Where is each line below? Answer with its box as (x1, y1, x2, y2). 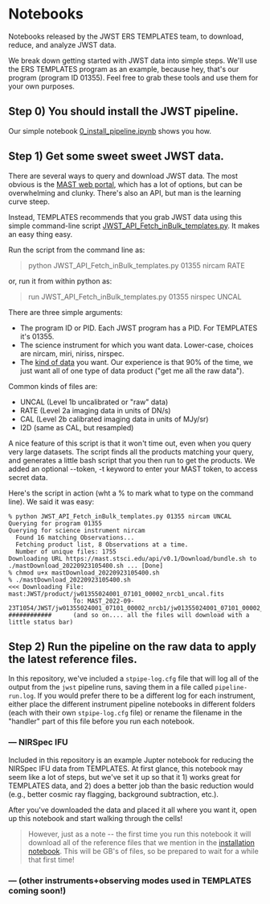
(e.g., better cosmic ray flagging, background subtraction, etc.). (8, 789, 219, 798)
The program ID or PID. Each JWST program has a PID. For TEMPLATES (19, 323, 258, 333)
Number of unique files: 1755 (15, 547, 117, 556)
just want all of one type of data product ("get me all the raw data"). (19, 366, 245, 375)
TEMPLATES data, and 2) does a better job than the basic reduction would (8, 781, 255, 790)
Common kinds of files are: (8, 381, 98, 391)
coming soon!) (8, 885, 67, 896)
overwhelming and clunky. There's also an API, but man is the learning (8, 188, 241, 197)
